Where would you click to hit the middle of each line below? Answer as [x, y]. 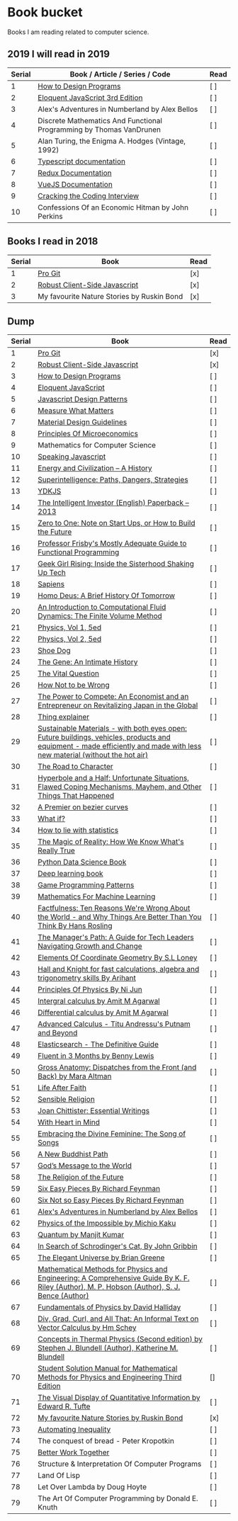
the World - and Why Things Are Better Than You [120, 917]
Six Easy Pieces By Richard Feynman [99, 1189]
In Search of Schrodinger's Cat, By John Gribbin [118, 1246]
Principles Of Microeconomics [88, 434]
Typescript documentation [82, 161]
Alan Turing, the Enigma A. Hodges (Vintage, [112, 141]
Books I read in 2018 [53, 241]
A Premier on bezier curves [83, 807]
